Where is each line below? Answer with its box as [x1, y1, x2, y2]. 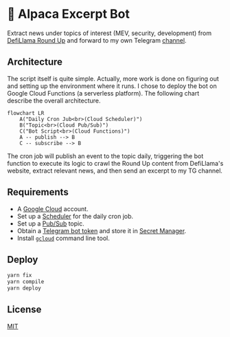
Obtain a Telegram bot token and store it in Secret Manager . [16, 226, 187, 235]
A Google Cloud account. [16, 204, 89, 213]
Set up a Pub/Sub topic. [16, 219, 84, 228]
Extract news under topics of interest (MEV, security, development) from [7, 29, 211, 37]
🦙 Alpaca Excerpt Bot [7, 6, 130, 22]
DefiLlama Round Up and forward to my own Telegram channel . [7, 36, 187, 44]
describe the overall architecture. [7, 96, 101, 105]
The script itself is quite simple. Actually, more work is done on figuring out [7, 74, 220, 83]
